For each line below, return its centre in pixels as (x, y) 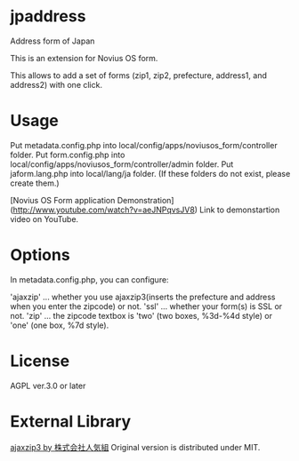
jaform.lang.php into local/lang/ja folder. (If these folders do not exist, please (150, 173)
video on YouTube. (44, 219)
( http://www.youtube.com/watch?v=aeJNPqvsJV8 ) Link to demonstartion (145, 210)
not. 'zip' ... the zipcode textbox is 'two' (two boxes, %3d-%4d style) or (141, 315)
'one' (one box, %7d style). (60, 325)
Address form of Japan (53, 41)
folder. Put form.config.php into (68, 155)
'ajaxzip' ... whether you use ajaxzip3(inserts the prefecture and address (143, 297)
